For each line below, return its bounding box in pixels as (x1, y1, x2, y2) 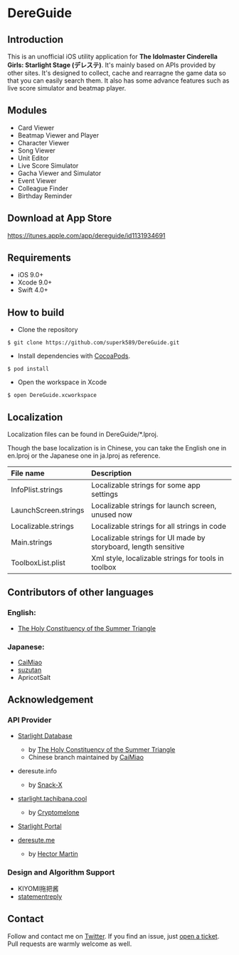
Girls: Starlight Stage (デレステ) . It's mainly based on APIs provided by (7, 61, 216, 69)
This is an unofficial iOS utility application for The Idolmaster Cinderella (7, 52, 218, 61)
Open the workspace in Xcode (17, 378, 107, 386)
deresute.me (17, 835, 55, 844)
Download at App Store (7, 212, 112, 224)
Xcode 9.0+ (17, 278, 53, 286)
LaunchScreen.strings (11, 505, 85, 515)
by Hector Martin (28, 850, 78, 858)
